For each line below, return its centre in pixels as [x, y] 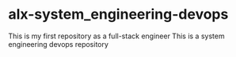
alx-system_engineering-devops [118, 14]
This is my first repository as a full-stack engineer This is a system [116, 36]
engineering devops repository [59, 44]
